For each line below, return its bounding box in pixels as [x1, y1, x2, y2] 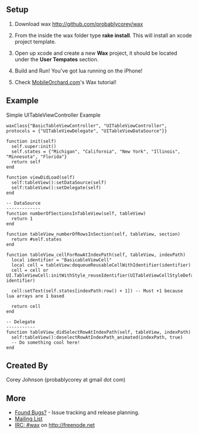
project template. [14, 38, 57, 45]
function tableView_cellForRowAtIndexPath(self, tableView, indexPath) [6, 252, 186, 258]
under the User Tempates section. [14, 55, 99, 63]
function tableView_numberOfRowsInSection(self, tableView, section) [6, 231, 181, 237]
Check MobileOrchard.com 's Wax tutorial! [14, 78, 117, 86]
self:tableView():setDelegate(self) [11, 185, 101, 190]
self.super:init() [11, 143, 57, 149]
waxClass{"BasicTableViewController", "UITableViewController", [6, 123, 167, 129]
